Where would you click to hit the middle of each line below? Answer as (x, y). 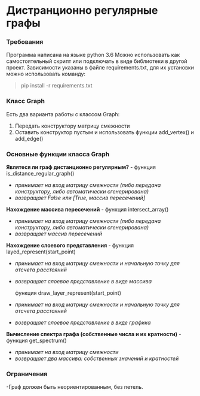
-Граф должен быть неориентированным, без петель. (75, 387)
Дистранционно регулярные (82, 10)
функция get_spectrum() (36, 341)
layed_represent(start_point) (41, 252)
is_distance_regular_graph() (40, 174)
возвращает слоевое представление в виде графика (83, 323)
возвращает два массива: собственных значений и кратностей (97, 359)
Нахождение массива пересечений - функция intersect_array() (87, 210)
